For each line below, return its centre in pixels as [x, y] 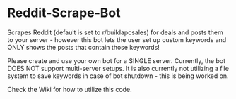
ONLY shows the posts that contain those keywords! [84, 47]
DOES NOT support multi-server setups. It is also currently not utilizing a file [118, 68]
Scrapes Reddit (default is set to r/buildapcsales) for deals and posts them [116, 32]
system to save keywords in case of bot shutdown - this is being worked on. [118, 76]
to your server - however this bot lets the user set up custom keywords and [117, 39]
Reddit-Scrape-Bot [64, 13]
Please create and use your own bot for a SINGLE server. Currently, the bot [117, 60]
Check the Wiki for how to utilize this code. [70, 89]
